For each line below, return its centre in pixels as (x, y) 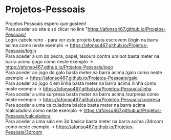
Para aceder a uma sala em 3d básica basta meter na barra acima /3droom (84, 121)
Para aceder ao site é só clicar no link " (47, 29)
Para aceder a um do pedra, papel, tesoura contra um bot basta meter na (82, 56)
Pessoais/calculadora (28, 115)
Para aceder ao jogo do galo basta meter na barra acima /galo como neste (84, 72)
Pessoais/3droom (24, 132)
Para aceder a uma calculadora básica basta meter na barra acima (76, 105)
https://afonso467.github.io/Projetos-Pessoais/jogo (59, 67)
